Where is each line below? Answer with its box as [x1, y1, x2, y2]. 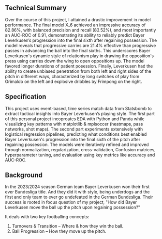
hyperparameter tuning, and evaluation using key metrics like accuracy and [5, 152, 155, 158]
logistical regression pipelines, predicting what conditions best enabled [5, 131, 147, 137]
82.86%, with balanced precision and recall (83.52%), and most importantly [5, 27, 156, 33]
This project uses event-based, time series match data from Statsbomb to [5, 105, 152, 111]
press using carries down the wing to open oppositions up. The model [5, 58, 145, 64]
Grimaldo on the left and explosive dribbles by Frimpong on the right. [5, 79, 142, 84]
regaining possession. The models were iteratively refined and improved [5, 142, 149, 147]
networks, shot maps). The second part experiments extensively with [5, 126, 143, 132]
